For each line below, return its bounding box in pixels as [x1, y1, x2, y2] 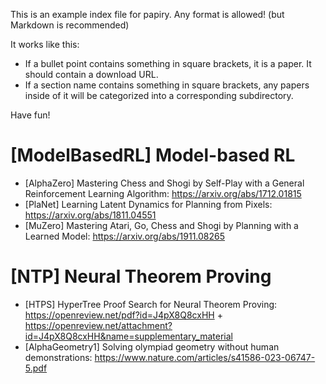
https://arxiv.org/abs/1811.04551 [24, 209, 157, 221]
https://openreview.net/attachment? [24, 319, 173, 331]
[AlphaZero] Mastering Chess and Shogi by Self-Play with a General [24, 177, 305, 189]
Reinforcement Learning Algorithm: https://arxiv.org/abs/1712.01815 [24, 187, 302, 199]
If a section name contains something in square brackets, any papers [24, 79, 310, 91]
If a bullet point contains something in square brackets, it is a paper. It [24, 58, 312, 69]
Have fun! [10, 109, 51, 121]
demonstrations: [24, 351, 93, 363]
